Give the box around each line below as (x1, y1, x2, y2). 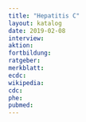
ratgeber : (8, 57, 41, 65)
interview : (8, 34, 45, 43)
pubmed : (8, 101, 34, 109)
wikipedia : (8, 79, 45, 87)
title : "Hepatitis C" (8, 11, 80, 20)
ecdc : (8, 71, 26, 79)
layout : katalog (8, 19, 62, 27)
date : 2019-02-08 (8, 26, 66, 35)
